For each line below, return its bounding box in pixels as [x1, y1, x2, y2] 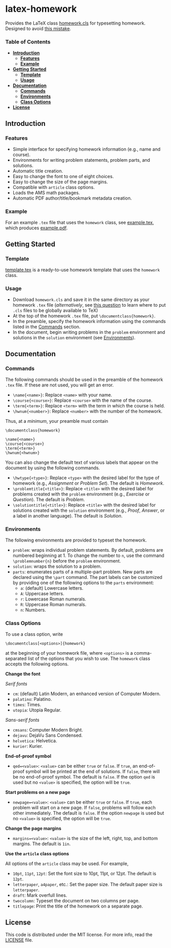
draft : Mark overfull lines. [12, 892, 67, 898]
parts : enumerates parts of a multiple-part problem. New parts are [12, 569, 153, 575]
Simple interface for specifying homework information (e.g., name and [12, 146, 161, 152]
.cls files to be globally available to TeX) [12, 308, 99, 314]
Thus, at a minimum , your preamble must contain [5, 418, 109, 424]
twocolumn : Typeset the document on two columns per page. [12, 898, 140, 904]
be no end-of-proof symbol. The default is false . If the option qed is [12, 774, 155, 780]
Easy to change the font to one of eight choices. [12, 173, 114, 179]
